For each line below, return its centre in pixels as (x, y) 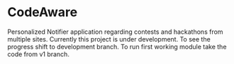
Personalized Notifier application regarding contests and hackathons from (115, 32)
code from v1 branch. (38, 54)
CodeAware (43, 12)
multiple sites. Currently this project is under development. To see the (109, 39)
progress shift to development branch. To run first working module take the (117, 46)
